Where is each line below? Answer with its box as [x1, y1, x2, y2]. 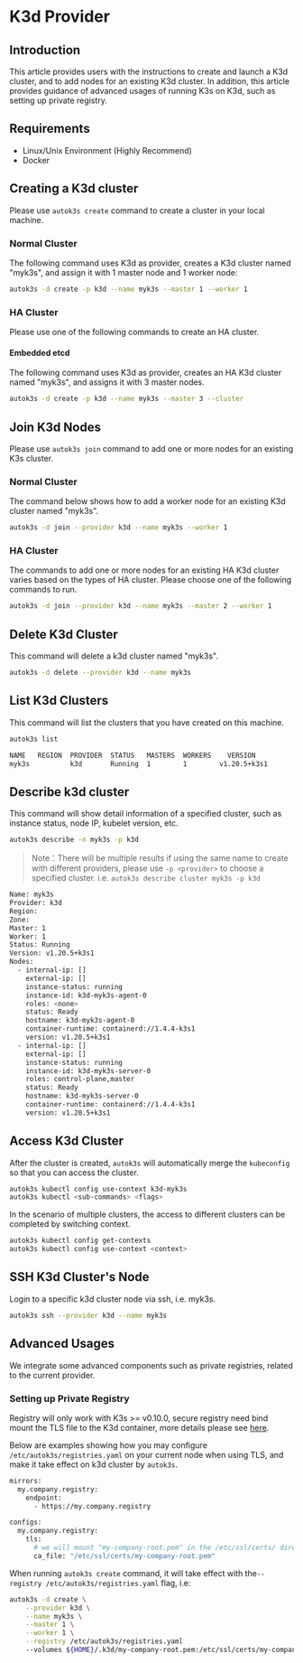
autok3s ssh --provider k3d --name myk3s [9, 1311, 168, 1320]
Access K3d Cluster [9, 1134, 124, 1149]
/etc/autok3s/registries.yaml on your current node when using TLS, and [9, 1449, 284, 1460]
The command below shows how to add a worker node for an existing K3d [9, 496, 286, 507]
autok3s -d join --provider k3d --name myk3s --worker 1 [9, 523, 228, 532]
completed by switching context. [9, 1219, 131, 1229]
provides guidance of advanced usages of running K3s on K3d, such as [9, 86, 276, 96]
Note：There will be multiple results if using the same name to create [31, 853, 289, 864]
